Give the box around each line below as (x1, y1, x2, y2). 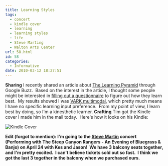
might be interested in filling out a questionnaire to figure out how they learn (5, 93, 162, 99)
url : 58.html (5, 49, 33, 54)
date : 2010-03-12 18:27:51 (5, 68, 62, 73)
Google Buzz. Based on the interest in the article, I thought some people (5, 88, 155, 93)
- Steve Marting (10, 40, 44, 45)
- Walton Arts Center (10, 45, 55, 50)
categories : (5, 59, 30, 64)
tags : (5, 12, 17, 17)
